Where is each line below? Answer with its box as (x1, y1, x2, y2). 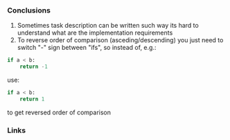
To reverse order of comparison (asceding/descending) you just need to (17, 36, 224, 44)
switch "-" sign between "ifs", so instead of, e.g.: (17, 44, 157, 52)
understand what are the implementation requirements (17, 28, 173, 37)
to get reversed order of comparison (7, 108, 112, 116)
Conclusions (7, 6, 51, 15)
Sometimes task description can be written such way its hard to (17, 21, 199, 30)
